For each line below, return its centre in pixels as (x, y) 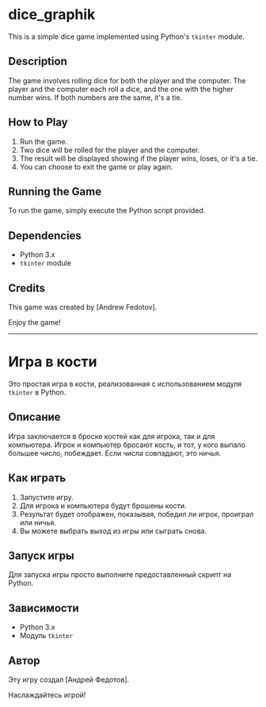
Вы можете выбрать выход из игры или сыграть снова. (113, 531)
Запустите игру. (46, 497)
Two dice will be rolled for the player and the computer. (110, 150)
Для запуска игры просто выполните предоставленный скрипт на (120, 575)
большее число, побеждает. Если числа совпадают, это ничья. (115, 453)
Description (38, 61)
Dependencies (45, 235)
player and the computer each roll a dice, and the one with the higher (121, 89)
